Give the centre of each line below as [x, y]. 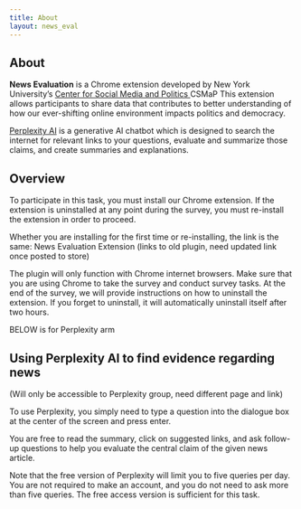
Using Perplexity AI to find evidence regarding [142, 358]
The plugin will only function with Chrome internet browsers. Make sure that [150, 274]
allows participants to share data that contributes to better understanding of [150, 104]
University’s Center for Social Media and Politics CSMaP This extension [142, 94]
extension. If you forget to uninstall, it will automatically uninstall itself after [148, 303]
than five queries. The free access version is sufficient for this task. [135, 495]
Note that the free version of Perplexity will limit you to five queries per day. [150, 475]
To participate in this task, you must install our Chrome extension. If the [142, 201]
